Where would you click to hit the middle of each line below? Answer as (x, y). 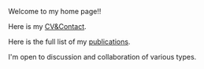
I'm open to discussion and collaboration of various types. (102, 57)
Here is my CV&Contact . (47, 26)
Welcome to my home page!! (55, 11)
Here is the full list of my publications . (69, 42)
